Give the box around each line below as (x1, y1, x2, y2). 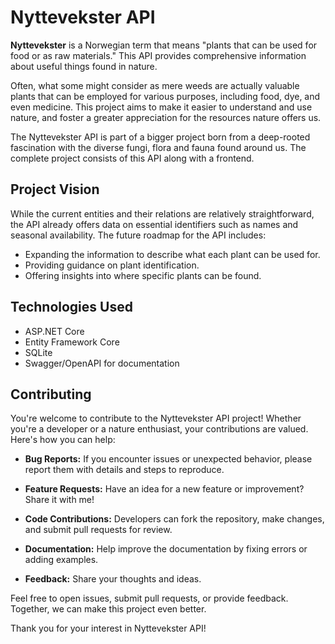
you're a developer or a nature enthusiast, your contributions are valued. (10, 423, 309, 435)
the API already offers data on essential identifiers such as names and (10, 218, 299, 230)
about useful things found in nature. (10, 60, 158, 72)
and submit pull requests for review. (24, 524, 173, 536)
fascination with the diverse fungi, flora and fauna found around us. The (10, 141, 307, 153)
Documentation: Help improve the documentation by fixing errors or (24, 543, 308, 555)
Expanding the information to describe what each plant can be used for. (24, 248, 321, 260)
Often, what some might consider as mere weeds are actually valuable (10, 79, 300, 91)
